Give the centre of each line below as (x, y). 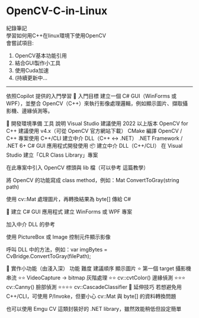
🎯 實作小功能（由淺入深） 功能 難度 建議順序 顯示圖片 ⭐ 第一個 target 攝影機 (99, 268)
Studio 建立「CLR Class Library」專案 (52, 155)
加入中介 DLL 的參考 (31, 224)
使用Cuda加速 (32, 70)
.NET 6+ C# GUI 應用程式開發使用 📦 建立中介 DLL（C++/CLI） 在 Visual (94, 145)
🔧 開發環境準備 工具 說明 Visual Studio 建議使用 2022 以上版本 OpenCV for (97, 123)
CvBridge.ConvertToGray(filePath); (49, 256)
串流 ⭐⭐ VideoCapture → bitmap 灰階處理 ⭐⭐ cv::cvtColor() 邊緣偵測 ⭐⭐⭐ (96, 278)
